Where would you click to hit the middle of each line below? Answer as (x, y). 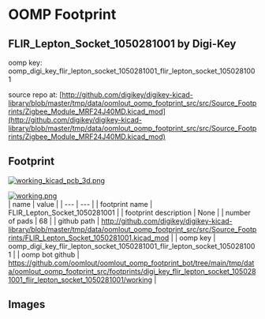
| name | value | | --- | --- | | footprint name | (80, 204)
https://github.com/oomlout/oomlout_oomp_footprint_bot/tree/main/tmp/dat (131, 263)
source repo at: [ (35, 95)
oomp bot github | (50, 254)
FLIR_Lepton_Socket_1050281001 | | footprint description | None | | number (129, 212)
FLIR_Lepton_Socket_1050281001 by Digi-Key (122, 44)
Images (27, 304)
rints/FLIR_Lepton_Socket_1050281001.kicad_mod (89, 238)
